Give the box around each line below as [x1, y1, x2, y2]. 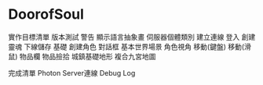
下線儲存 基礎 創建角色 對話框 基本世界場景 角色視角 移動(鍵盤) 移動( [23, 41, 245, 51]
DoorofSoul [8, 5, 85, 23]
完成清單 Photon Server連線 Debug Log [8, 68, 136, 77]
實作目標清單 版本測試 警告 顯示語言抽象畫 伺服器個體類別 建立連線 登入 [8, 32, 240, 41]
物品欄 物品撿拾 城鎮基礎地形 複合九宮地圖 [19, 51, 156, 61]
